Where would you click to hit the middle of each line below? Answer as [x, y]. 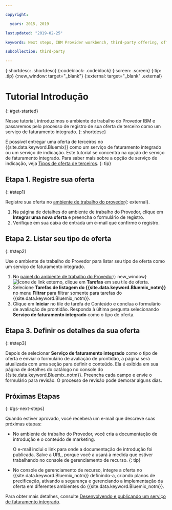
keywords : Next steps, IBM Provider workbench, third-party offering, [82, 42]
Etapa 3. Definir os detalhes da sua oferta [72, 331]
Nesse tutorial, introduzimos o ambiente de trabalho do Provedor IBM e [80, 121]
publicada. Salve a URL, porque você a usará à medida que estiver [83, 455]
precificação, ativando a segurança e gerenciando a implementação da [88, 481]
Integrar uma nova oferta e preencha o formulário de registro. [78, 217]
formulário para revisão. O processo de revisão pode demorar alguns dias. [84, 380]
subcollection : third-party [35, 52]
